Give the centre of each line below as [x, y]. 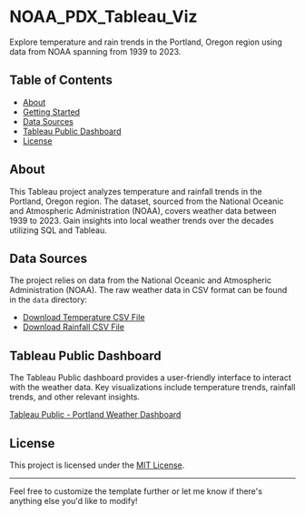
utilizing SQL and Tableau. [58, 230]
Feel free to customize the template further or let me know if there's [136, 491]
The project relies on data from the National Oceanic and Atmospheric [141, 280]
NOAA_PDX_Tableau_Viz [103, 17]
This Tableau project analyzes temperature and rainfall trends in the [136, 191]
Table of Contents [61, 81]
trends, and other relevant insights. [75, 397]
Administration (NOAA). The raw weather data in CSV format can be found [148, 290]
